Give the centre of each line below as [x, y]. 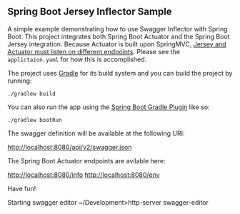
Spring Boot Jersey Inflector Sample [90, 12]
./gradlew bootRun [35, 120]
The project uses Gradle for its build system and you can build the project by [120, 73]
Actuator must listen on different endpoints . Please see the [94, 51]
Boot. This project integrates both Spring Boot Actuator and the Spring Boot [119, 36]
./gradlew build [31, 93]
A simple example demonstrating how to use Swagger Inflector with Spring [117, 29]
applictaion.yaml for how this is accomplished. [77, 59]
